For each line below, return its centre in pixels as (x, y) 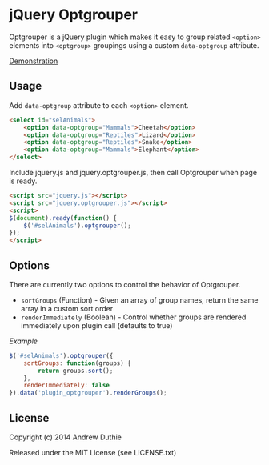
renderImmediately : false (67, 386)
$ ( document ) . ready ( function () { (63, 218)
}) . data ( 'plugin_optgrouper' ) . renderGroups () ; (88, 393)
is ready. (23, 181)
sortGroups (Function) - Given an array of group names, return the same (139, 300)
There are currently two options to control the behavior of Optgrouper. (125, 284)
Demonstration (34, 61)
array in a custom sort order (67, 308)
